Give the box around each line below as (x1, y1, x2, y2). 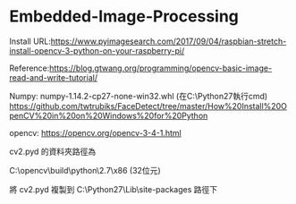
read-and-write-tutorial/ (9, 72, 98, 82)
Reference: (9, 63, 50, 73)
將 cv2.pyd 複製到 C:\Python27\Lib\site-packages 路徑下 (9, 183, 218, 194)
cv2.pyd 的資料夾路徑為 (9, 146, 97, 157)
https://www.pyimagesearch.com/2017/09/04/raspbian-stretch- (50, 36, 287, 47)
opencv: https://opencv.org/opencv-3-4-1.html (9, 127, 182, 138)
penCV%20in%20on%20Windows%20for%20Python (9, 110, 208, 121)
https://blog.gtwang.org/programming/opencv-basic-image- (48, 63, 273, 73)
